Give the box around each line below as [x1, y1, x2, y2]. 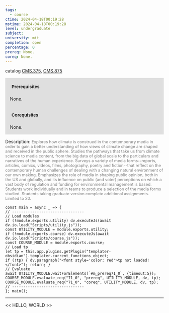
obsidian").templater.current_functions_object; [5, 254, 109, 259]
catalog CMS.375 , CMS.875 [5, 68, 63, 74]
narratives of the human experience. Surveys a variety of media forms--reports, [5, 158, 157, 164]
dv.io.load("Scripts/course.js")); [5, 236, 80, 241]
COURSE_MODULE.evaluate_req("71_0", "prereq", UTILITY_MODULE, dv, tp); [5, 275, 161, 281]
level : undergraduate [5, 26, 51, 31]
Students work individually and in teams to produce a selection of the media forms [5, 187, 161, 192]
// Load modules [5, 214, 39, 219]
